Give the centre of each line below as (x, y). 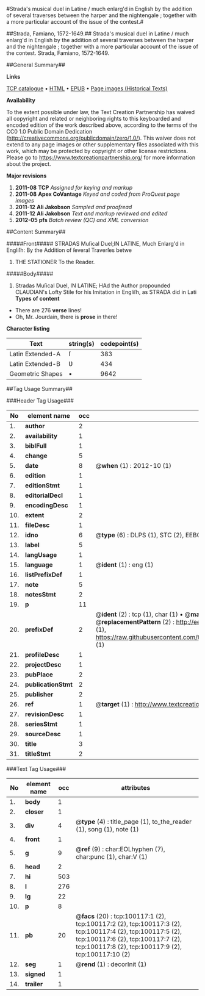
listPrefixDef (44, 575)
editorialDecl (44, 495)
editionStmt (42, 485)
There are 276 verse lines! (49, 310)
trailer (34, 984)
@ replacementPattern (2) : (135, 622)
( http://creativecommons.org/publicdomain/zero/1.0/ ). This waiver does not (101, 138)
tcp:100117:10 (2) (103, 954)
